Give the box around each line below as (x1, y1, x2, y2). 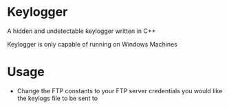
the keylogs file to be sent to (17, 94, 98, 102)
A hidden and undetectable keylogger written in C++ (7, 27, 156, 35)
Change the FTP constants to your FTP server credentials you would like (17, 86, 223, 95)
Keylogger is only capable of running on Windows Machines (7, 40, 177, 48)
